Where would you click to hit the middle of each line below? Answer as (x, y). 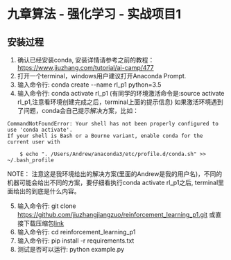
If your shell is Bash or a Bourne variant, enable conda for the (105, 136)
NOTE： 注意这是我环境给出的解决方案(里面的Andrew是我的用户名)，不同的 (115, 174)
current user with (34, 142)
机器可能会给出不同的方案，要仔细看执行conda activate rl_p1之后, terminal (113, 182)
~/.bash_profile (31, 160)
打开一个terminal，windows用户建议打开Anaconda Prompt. (102, 76)
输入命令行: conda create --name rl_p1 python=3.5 (89, 85)
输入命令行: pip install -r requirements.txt (76, 241)
